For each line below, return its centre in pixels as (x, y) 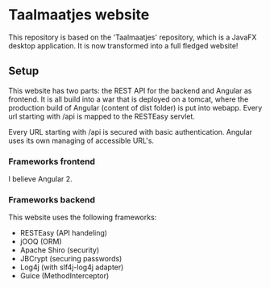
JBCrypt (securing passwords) (71, 259)
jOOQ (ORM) (41, 242)
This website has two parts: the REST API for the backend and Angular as (130, 90)
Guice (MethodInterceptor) (64, 276)
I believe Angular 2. (40, 179)
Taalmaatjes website (79, 15)
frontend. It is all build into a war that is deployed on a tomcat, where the (129, 99)
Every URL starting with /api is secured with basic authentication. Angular (130, 131)
